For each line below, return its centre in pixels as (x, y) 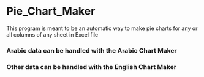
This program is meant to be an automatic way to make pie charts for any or (102, 28)
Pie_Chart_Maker (51, 11)
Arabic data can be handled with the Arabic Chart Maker (92, 50)
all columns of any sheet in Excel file (52, 34)
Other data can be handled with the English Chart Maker (91, 67)
